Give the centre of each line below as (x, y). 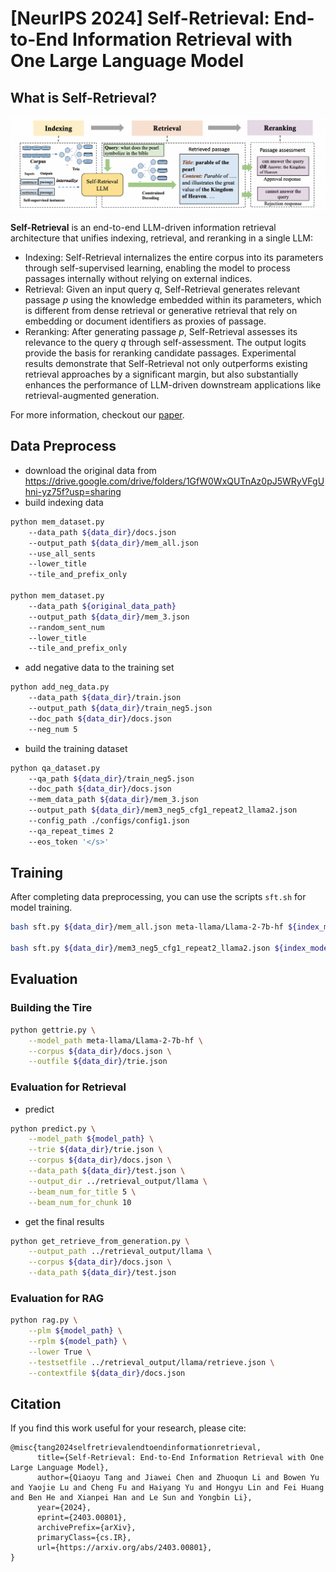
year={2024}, (64, 1508)
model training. (41, 908)
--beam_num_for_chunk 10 (80, 1202)
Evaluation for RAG (57, 1298)
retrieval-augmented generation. (92, 396)
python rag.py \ (44, 1320)
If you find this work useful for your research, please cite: (128, 1428)
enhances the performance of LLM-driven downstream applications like (173, 385)
